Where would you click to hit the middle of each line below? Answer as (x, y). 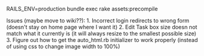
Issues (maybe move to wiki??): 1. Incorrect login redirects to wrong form (98, 20)
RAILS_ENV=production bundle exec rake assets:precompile (82, 9)
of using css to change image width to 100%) (63, 46)
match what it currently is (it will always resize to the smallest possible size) (101, 33)
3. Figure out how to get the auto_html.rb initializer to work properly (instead (102, 40)
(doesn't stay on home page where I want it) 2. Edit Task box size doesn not (102, 27)
